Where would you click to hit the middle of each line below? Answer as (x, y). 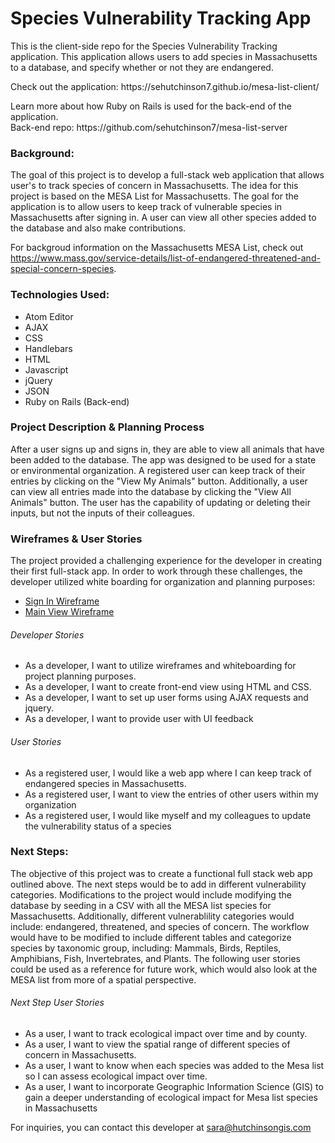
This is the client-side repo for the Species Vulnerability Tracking (144, 46)
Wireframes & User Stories (76, 539)
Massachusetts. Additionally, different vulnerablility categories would (152, 916)
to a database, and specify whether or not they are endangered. (142, 67)
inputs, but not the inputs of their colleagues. (103, 513)
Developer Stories (47, 634)
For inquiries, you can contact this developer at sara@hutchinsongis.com (161, 1128)
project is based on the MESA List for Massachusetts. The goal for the (154, 196)
